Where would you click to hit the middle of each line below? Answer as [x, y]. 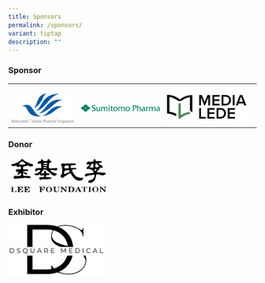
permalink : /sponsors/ [45, 25]
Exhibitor [26, 212]
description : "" [35, 42]
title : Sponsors [35, 17]
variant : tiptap [35, 33]
